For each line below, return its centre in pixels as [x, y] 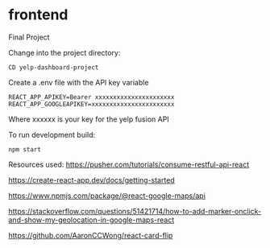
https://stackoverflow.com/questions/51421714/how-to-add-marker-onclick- [135, 211]
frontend [38, 15]
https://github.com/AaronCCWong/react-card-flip [91, 235]
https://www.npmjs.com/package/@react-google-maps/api [107, 196]
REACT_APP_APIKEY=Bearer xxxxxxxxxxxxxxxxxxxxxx [91, 97]
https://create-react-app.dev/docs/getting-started [91, 180]
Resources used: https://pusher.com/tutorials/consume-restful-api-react [129, 164]
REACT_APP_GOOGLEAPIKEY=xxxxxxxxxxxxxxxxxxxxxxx [91, 104]
